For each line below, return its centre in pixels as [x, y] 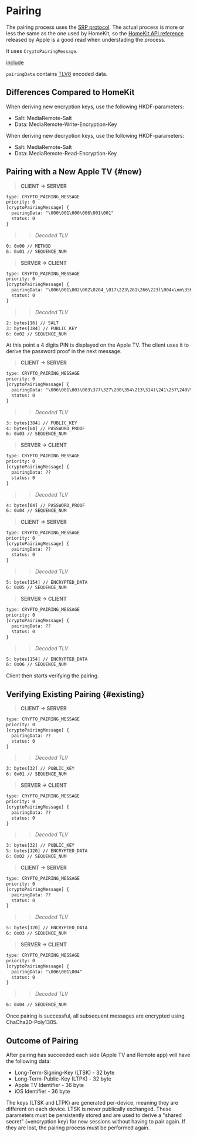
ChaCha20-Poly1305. [32, 1022]
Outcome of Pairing [42, 1041]
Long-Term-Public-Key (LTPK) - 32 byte [63, 1079]
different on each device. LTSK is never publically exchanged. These [89, 1109]
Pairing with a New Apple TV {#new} [74, 172]
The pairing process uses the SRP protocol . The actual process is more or [95, 27]
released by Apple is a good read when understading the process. [86, 39]
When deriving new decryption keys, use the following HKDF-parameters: [95, 135]
